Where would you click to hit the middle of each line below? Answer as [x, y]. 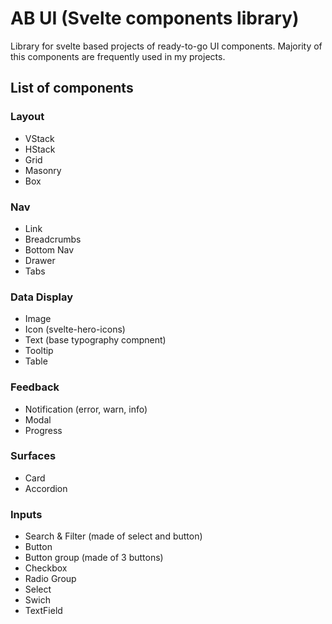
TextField [43, 611]
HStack [40, 149]
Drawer [40, 260]
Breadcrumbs [53, 239]
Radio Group [50, 579]
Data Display [41, 297]
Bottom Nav [49, 249]
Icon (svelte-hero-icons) [75, 329]
